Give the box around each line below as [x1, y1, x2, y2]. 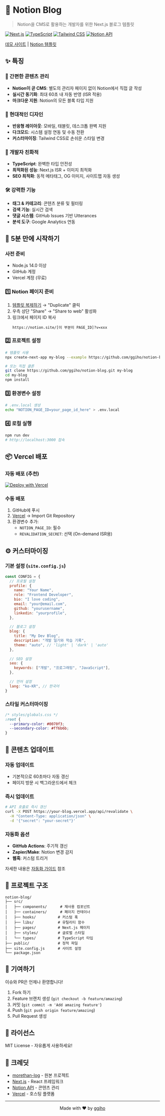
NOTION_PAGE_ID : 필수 [19, 525, 61, 531]
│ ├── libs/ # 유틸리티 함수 [5, 920, 85, 925]
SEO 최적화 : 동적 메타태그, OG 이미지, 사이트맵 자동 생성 [12, 173, 120, 179]
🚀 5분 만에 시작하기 [5, 234, 60, 243]
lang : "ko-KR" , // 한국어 [9, 684, 60, 688]
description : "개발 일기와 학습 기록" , [14, 638, 86, 643]
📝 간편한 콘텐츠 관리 [5, 73, 49, 80]
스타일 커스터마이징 [5, 701, 48, 708]
